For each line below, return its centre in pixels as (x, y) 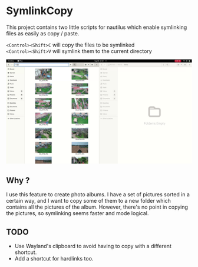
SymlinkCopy (40, 11)
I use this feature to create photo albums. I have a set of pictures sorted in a (98, 195)
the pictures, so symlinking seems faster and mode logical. (77, 213)
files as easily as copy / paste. (43, 33)
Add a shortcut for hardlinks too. (54, 259)
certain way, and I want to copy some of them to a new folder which (88, 201)
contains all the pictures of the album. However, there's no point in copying (97, 207)
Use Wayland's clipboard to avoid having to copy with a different (93, 246)
